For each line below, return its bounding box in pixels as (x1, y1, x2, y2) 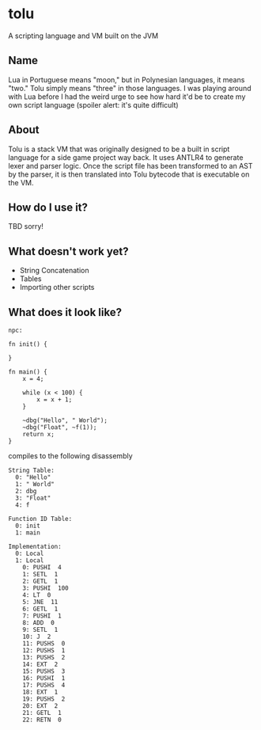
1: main (15, 529, 41, 537)
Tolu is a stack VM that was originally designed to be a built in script (8, 144, 230, 154)
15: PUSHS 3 (22, 667, 66, 675)
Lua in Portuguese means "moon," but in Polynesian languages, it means (8, 74, 245, 84)
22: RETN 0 (22, 716, 62, 724)
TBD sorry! (8, 222, 43, 231)
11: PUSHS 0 (22, 640, 66, 648)
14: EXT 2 (22, 660, 59, 668)
